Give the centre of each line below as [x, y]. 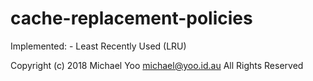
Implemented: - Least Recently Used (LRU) [98, 46]
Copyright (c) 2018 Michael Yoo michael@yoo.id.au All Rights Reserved [157, 65]
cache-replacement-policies [131, 18]
